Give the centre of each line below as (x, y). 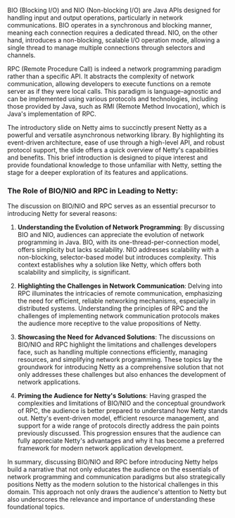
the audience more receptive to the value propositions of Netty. (109, 323)
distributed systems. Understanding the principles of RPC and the (113, 308)
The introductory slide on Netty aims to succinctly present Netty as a (107, 127)
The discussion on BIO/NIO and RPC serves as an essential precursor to (112, 206)
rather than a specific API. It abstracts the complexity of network (101, 76)
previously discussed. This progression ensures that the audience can (119, 433)
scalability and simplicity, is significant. (74, 272)
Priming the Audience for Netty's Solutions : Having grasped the (112, 396)
